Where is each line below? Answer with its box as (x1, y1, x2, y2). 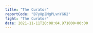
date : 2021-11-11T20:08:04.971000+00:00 (5, 20, 89, 26)
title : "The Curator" (5, 7, 49, 12)
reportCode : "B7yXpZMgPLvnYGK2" (5, 12, 71, 16)
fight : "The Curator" (5, 16, 49, 21)
